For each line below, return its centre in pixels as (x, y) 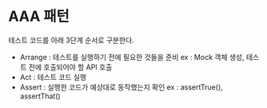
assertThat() (40, 96)
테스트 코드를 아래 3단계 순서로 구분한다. (71, 40)
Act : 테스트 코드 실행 (53, 77)
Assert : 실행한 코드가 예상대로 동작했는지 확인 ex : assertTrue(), (122, 87)
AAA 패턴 (39, 16)
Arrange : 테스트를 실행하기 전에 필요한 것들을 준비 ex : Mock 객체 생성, (132, 57)
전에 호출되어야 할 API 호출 (70, 67)
